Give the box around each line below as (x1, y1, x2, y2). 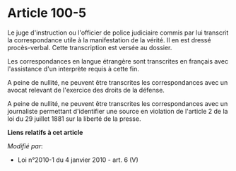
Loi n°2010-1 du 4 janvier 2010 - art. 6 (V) (17, 155, 139, 164)
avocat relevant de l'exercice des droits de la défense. (7, 85, 165, 94)
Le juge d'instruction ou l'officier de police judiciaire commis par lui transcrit (7, 28, 229, 37)
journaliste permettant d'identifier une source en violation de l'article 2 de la (7, 107, 228, 115)
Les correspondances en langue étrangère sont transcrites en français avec (7, 57, 228, 65)
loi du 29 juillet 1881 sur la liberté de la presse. (7, 114, 141, 123)
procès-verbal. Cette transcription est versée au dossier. (7, 43, 172, 52)
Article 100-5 (7, 5, 87, 21)
